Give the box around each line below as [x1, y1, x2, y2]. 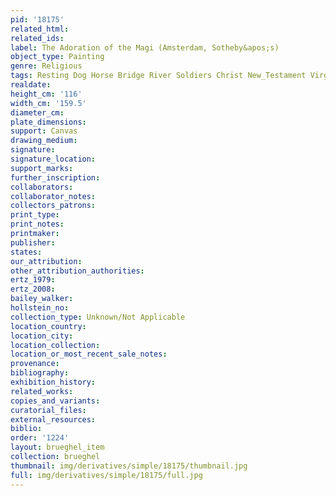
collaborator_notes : [10, 191, 97, 201]
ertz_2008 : [10, 284, 56, 295]
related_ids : [10, 33, 65, 43]
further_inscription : [10, 172, 101, 183]
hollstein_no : [10, 303, 70, 313]
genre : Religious [10, 61, 83, 71]
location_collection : [10, 340, 101, 350]
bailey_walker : [10, 294, 74, 304]
